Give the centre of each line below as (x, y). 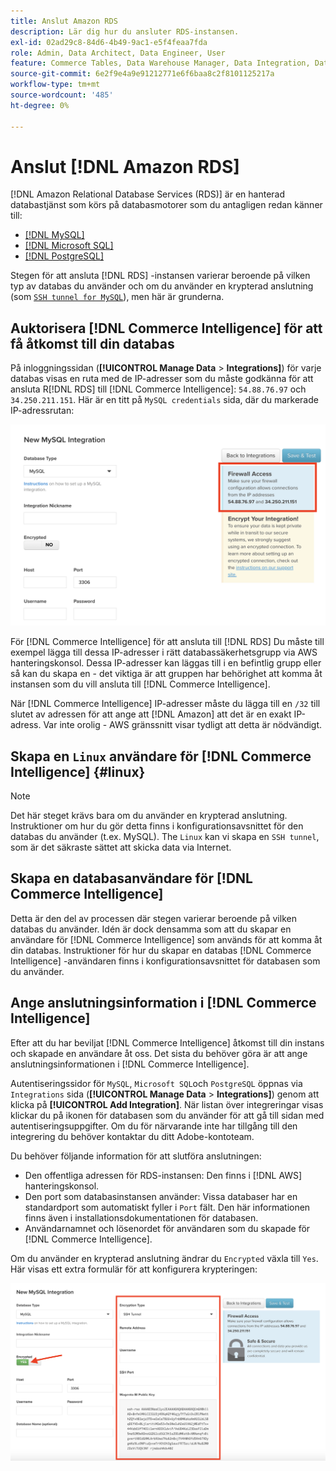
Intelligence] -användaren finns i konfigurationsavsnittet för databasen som (165, 961)
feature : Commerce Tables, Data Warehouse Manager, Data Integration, (160, 63)
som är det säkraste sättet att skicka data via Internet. (121, 847)
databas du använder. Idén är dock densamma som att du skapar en (151, 929)
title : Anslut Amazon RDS (64, 21)
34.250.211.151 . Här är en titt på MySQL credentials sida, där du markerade (164, 400)
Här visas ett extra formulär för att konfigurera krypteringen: (134, 1269)
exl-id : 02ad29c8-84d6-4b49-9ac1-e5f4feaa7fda (109, 42)
